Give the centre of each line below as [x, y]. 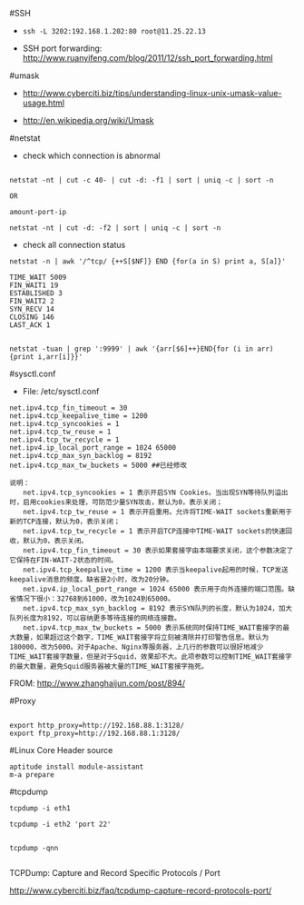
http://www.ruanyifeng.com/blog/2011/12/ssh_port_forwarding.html [148, 58]
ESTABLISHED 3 [36, 293]
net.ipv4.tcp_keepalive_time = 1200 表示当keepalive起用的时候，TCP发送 [155, 570]
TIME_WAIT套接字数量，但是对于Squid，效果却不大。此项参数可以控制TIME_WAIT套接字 [151, 657]
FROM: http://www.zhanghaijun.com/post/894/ [98, 683]
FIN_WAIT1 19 [34, 285]
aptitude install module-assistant [77, 767]
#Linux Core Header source [61, 750]
